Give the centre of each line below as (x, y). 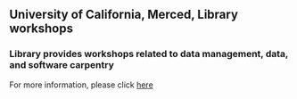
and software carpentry (62, 65)
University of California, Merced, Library (124, 15)
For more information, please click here (81, 85)
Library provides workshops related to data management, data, (148, 54)
